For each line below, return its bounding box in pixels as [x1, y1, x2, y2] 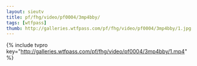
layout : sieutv [6, 8, 44, 15]
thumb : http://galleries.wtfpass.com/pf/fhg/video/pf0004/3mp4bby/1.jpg [6, 25, 192, 32]
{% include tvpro [6, 42, 48, 49]
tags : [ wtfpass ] [6, 20, 47, 26]
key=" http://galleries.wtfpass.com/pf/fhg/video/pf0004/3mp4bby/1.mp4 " [6, 48, 187, 55]
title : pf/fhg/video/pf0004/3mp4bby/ [6, 14, 101, 20]
